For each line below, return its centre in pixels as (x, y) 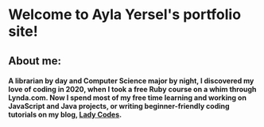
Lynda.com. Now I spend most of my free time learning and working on (127, 98)
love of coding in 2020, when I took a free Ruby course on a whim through (132, 90)
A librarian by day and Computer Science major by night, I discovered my (131, 81)
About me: (35, 61)
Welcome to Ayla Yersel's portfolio (124, 15)
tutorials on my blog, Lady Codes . (65, 115)
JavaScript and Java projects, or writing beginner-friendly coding (119, 106)
